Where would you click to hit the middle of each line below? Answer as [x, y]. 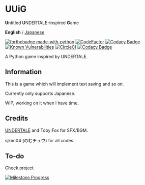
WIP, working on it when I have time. [42, 103]
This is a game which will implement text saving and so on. [65, 84]
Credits [17, 118]
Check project [19, 168]
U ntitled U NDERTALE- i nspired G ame [42, 23]
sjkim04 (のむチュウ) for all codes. [40, 140]
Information [24, 72]
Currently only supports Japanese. [40, 93]
